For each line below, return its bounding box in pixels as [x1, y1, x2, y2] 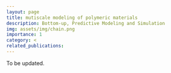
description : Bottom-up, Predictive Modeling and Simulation [6, 20, 166, 26]
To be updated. [6, 59, 45, 67]
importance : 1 [6, 32, 43, 38]
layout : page [6, 9, 40, 15]
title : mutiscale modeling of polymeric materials [6, 15, 138, 21]
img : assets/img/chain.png [6, 26, 75, 32]
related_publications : [6, 43, 64, 49]
